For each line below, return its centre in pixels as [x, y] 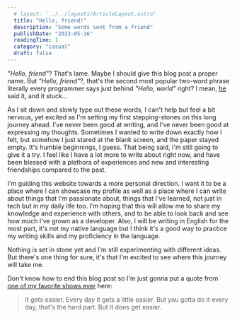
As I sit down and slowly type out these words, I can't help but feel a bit [111, 110]
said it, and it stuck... [37, 95]
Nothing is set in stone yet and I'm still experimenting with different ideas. [114, 249]
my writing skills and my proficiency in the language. [84, 236]
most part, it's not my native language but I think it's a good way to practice [117, 228]
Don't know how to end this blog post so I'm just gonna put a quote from [113, 278]
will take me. [26, 264]
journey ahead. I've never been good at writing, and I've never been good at [118, 124]
